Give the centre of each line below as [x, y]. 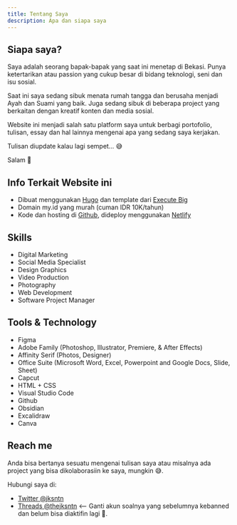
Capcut [28, 377]
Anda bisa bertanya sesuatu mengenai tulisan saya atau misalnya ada [109, 463]
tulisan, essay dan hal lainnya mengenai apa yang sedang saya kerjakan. [114, 132]
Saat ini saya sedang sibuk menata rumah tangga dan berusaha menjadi [113, 96]
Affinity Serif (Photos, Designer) [64, 355]
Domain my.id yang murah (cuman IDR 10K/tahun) [91, 207]
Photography [37, 285]
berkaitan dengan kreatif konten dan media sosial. [81, 111]
